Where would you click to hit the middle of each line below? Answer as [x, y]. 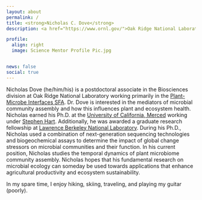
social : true [23, 72]
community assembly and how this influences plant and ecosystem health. [99, 108]
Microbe [17, 102]
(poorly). [17, 190]
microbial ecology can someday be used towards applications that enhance [100, 166]
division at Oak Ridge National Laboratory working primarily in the [88, 95]
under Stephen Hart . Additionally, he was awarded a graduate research [94, 121]
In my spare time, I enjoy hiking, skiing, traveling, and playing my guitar [94, 184]
